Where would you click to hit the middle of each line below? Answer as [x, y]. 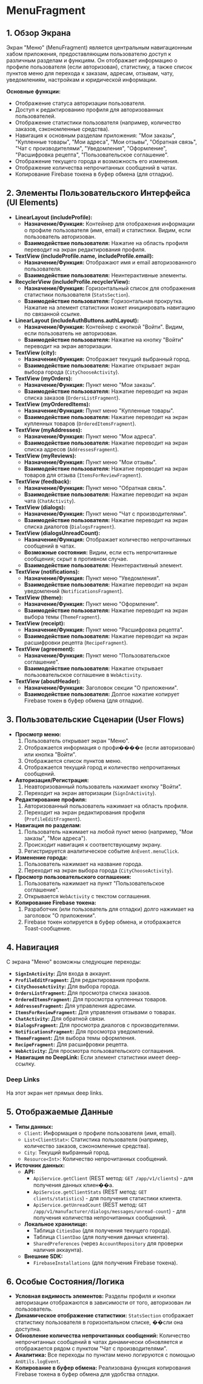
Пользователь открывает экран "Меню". [77, 741]
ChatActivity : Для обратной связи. [60, 1019]
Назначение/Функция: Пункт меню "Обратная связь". [95, 488]
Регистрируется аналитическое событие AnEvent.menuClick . [102, 851]
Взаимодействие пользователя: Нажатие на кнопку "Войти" [104, 340]
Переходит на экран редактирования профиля [85, 812]
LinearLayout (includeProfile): [54, 217]
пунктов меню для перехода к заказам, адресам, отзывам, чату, [90, 73]
